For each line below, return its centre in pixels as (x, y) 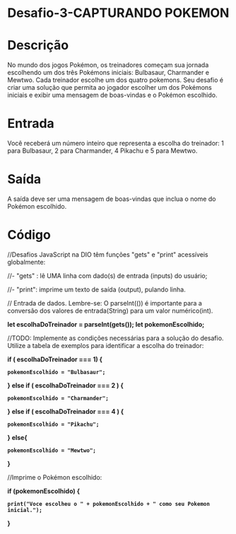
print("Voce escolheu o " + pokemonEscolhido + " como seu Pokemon (109, 504)
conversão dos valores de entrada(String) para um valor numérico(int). (110, 310)
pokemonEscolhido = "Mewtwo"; (52, 451)
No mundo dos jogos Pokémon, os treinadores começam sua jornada (108, 65)
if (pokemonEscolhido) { (43, 491)
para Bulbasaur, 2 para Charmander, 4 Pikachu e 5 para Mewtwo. (102, 151)
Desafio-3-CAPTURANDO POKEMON (118, 13)
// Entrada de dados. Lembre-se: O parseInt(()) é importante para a (105, 303)
